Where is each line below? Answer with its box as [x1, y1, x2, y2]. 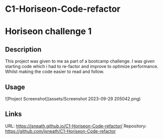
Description [5, 45, 41, 53]
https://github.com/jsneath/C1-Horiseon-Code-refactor [5, 128, 116, 134]
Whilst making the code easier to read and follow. [5, 69, 104, 74]
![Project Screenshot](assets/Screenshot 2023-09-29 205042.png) [5, 96, 141, 101]
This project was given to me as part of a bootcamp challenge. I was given [5, 58, 155, 64]
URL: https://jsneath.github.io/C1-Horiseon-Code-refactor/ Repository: [5, 123, 147, 129]
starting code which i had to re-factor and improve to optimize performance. [5, 64, 159, 69]
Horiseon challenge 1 [5, 26, 92, 37]
